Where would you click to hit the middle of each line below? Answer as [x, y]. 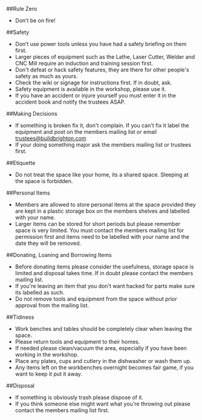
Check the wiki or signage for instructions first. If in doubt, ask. [93, 82]
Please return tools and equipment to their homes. [77, 342]
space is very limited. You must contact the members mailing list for [99, 230]
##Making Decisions [32, 114]
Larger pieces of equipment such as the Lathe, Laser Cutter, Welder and [105, 57]
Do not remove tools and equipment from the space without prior [96, 299]
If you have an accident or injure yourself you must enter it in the [96, 95]
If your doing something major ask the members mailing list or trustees [103, 145]
